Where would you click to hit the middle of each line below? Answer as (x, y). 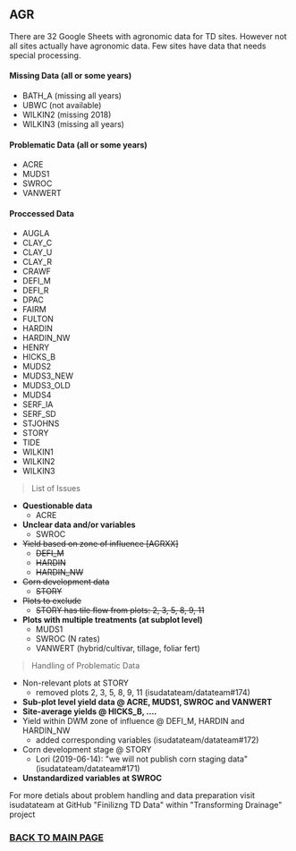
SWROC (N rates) (68, 639)
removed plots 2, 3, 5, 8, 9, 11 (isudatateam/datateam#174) (143, 693)
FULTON (38, 319)
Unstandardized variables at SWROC (92, 779)
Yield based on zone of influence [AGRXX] (100, 544)
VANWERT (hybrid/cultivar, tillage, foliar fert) (118, 649)
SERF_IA (38, 404)
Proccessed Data (42, 213)
